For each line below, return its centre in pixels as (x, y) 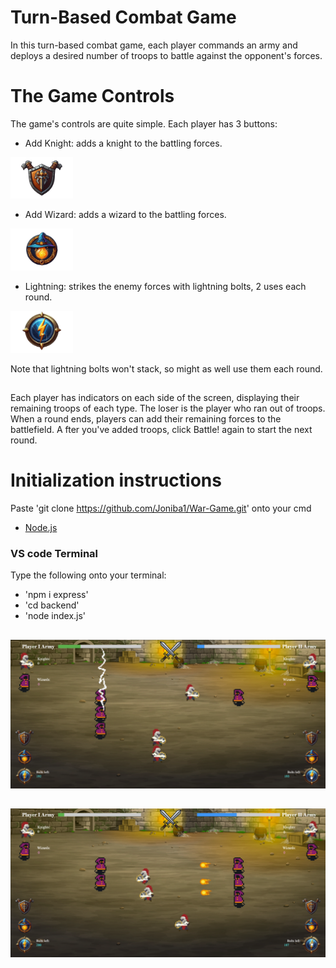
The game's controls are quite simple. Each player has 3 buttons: (144, 123)
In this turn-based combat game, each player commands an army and (154, 45)
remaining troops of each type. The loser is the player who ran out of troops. (168, 408)
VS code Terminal (54, 553)
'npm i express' (56, 595)
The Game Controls (92, 96)
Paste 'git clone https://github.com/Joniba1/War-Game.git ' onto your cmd (161, 508)
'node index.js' (55, 616)
